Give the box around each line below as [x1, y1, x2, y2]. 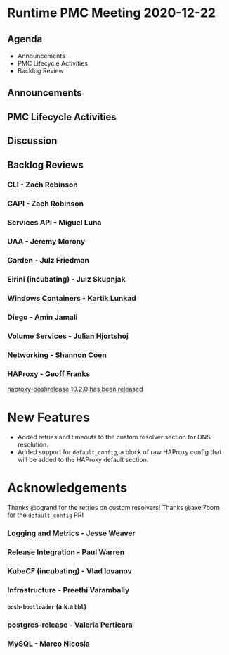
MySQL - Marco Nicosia [7, 639, 90, 649]
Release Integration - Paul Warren [7, 547, 125, 557]
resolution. [17, 440, 49, 449]
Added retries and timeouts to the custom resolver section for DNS [17, 433, 211, 442]
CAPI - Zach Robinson [7, 199, 84, 208]
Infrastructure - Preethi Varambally [7, 585, 130, 594]
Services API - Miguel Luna [7, 218, 102, 227]
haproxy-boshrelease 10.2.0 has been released [7, 385, 143, 394]
